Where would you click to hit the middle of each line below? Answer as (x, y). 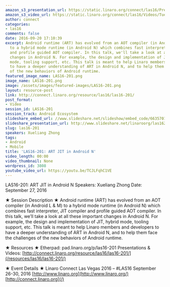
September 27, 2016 (26, 190)
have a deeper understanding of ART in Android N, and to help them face (81, 233)
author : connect (22, 19)
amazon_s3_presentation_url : (36, 10)
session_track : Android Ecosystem (42, 114)
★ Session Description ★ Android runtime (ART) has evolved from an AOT (83, 200)
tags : (11, 138)
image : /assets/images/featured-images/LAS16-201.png (63, 85)
